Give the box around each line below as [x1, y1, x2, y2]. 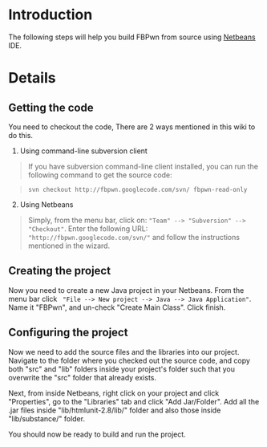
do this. [8, 130, 34, 140]
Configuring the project [8, 326, 128, 339]
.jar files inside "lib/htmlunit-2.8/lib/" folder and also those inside [8, 405, 221, 415]
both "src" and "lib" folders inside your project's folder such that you [8, 364, 235, 374]
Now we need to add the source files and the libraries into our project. [8, 347, 240, 356]
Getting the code [8, 100, 94, 114]
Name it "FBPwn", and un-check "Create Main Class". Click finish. [8, 303, 226, 312]
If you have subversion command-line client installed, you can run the [27, 161, 259, 171]
